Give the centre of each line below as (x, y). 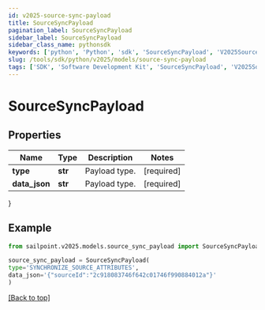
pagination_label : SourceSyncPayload (70, 30)
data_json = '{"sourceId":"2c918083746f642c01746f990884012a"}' (112, 275)
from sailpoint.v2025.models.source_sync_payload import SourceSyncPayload (135, 246)
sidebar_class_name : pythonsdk (60, 45)
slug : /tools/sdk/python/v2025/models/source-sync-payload (107, 60)
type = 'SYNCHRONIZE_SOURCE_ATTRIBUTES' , (74, 268)
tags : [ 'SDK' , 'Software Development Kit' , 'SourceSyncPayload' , (118, 67)
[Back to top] (29, 297)
